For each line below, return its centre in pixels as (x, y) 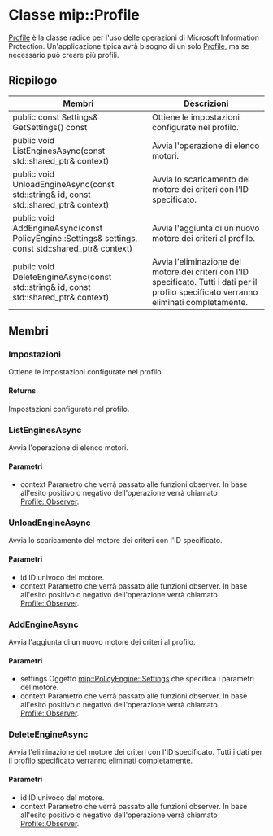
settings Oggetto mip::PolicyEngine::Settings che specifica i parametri (137, 679)
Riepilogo (33, 80)
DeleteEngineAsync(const (62, 277)
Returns (22, 391)
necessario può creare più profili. (64, 55)
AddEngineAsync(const (58, 228)
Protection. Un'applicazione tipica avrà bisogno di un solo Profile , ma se (129, 46)
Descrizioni (206, 103)
